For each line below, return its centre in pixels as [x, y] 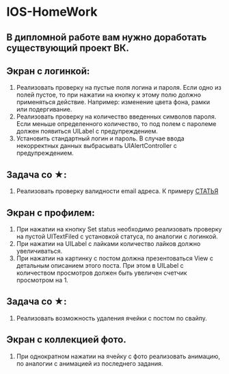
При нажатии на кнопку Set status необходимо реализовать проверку [119, 229]
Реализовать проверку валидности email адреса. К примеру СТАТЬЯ [117, 191]
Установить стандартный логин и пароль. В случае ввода [100, 138]
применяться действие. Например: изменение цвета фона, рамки [113, 102]
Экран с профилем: [51, 213]
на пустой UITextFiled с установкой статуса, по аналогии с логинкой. [117, 236]
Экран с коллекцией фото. [67, 340]
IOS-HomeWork [52, 12]
